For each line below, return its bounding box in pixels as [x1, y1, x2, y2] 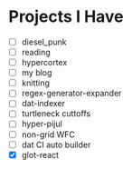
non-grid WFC [21, 129, 76, 140]
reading [21, 47, 51, 57]
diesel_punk [21, 36, 67, 47]
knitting [21, 77, 51, 88]
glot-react [21, 149, 60, 160]
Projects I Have [8, 6, 124, 27]
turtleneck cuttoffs [21, 108, 91, 119]
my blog [21, 67, 52, 78]
